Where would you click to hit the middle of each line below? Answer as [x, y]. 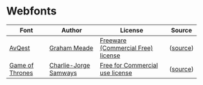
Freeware [113, 40]
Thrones [21, 72]
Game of [22, 65]
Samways [63, 72]
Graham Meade [71, 48]
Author [72, 30]
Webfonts [31, 11]
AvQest [20, 48]
